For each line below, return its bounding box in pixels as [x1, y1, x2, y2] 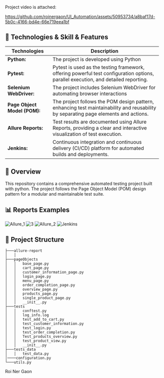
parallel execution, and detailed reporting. [52, 76, 148, 83]
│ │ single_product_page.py [5, 296, 71, 301]
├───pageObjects [5, 257, 38, 262]
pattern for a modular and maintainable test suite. [5, 191, 104, 197]
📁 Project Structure [5, 235, 64, 244]
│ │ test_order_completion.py [5, 330, 76, 335]
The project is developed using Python [52, 56, 141, 63]
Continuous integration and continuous [52, 138, 142, 145]
